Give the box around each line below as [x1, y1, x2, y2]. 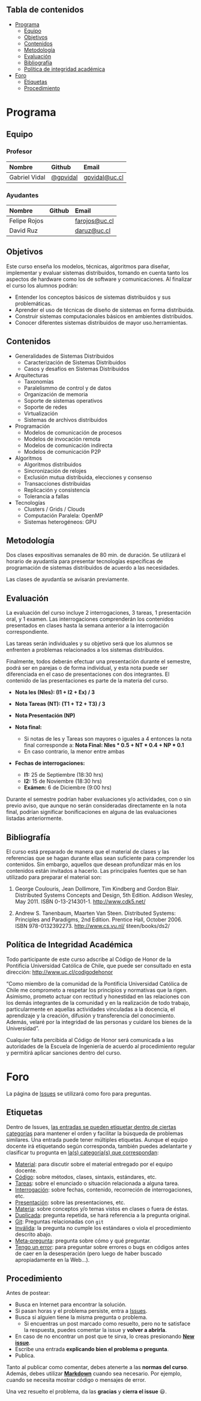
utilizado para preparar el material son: [6, 873, 102, 881]
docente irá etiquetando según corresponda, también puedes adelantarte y [6, 1142, 192, 1149]
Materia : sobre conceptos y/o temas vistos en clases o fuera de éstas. [14, 1205, 189, 1212]
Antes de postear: [6, 1289, 50, 1297]
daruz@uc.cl [74, 226, 111, 235]
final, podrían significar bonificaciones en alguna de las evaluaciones [6, 809, 177, 816]
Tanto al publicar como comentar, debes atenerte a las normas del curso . [6, 1364, 189, 1371]
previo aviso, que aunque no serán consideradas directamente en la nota [6, 802, 187, 809]
